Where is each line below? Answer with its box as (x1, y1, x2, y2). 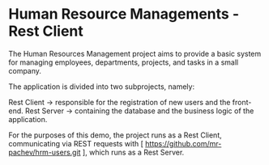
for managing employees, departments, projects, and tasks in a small (8, 57, 239, 67)
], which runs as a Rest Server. (82, 147, 185, 157)
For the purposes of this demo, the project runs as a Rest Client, (8, 130, 223, 140)
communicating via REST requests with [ (8, 138, 144, 148)
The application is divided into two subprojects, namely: (8, 82, 195, 91)
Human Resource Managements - (8, 5, 240, 23)
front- (232, 97, 252, 107)
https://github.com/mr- (145, 138, 222, 148)
